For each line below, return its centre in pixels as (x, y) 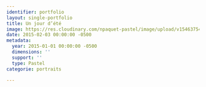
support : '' (27, 58)
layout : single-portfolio (39, 18)
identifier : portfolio (35, 12)
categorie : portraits (34, 69)
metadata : (19, 40)
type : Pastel (29, 63)
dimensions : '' (31, 52)
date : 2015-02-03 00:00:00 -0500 (49, 35)
